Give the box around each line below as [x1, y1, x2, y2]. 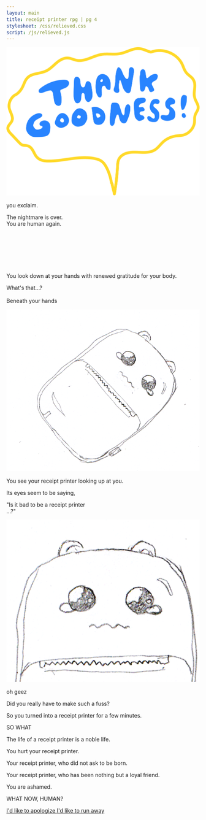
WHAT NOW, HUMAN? [6, 795, 64, 803]
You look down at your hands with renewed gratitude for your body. [6, 272, 177, 279]
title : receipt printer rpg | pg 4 [6, 16, 97, 23]
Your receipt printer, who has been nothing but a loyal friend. [6, 772, 160, 779]
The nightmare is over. [6, 213, 63, 221]
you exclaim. [6, 201, 39, 209]
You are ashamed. [6, 783, 52, 791]
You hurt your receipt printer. [6, 748, 80, 755]
